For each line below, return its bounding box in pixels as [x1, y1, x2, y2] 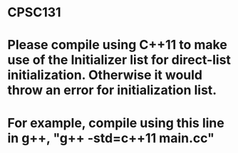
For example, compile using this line [7, 115, 224, 131]
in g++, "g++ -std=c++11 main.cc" [7, 130, 215, 146]
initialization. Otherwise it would [7, 67, 203, 83]
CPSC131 [7, 4, 62, 21]
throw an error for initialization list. [7, 83, 217, 98]
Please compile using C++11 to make [7, 37, 228, 53]
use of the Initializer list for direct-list [7, 52, 232, 68]
